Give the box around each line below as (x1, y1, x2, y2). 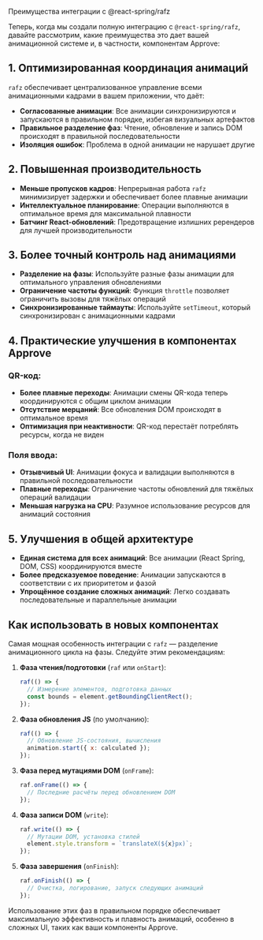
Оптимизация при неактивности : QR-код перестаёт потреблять (19, 421, 239, 431)
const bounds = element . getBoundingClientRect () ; (27, 692, 193, 701)
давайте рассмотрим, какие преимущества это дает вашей (8, 31, 209, 39)
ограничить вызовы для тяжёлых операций (19, 294, 167, 304)
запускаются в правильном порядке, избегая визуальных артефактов (19, 114, 256, 124)
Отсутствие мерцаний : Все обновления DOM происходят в (19, 405, 222, 414)
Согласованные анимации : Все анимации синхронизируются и (19, 106, 236, 115)
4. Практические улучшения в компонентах (8, 334, 237, 347)
